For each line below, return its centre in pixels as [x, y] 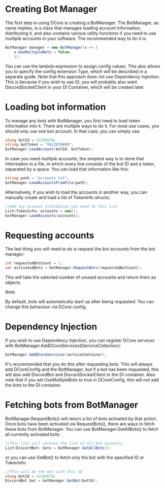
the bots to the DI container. [33, 385]
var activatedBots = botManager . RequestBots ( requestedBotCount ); [73, 268]
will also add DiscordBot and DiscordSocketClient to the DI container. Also [80, 375]
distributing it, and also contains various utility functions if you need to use [81, 33]
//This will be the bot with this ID [44, 472]
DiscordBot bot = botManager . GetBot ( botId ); [51, 481]
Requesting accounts [50, 235]
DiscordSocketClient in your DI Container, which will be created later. [75, 87]
